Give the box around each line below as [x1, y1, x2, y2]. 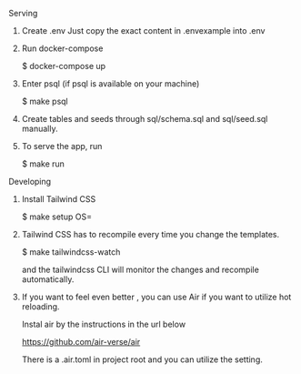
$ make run [21, 158, 65, 169]
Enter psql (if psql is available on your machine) [21, 78, 200, 89]
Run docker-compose [21, 43, 104, 54]
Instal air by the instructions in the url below [21, 318, 186, 329]
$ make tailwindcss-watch [21, 247, 121, 258]
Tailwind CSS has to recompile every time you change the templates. [21, 229, 280, 239]
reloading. [21, 301, 60, 312]
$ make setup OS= [21, 211, 93, 222]
